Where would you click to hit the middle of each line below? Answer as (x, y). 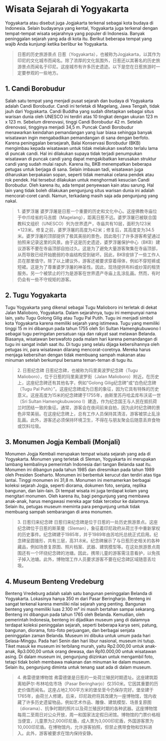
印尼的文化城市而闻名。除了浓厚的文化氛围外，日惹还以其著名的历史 (86, 60)
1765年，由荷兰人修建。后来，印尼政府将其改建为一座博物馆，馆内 (85, 696)
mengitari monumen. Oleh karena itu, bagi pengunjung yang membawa (77, 496)
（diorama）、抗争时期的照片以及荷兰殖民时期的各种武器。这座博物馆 (87, 709)
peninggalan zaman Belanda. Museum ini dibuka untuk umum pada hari (78, 636)
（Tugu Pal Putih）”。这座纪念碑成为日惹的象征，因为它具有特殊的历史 (88, 389)
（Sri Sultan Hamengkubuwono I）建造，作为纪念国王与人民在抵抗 (85, 401)
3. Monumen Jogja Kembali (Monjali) (63, 442)
